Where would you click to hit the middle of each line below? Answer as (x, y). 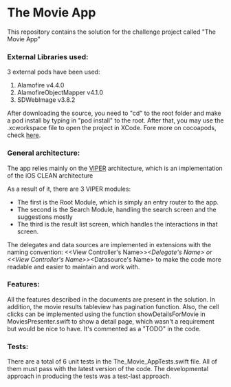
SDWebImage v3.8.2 (46, 100)
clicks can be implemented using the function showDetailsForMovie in (106, 314)
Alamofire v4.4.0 (41, 85)
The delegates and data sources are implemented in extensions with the (109, 244)
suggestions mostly (45, 217)
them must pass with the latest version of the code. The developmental (108, 369)
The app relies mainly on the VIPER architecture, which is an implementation (115, 168)
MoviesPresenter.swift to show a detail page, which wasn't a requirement (111, 321)
